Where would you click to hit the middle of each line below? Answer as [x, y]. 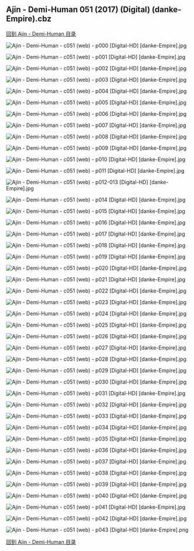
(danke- [166, 10]
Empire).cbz [29, 19]
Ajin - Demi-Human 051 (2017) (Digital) [78, 10]
